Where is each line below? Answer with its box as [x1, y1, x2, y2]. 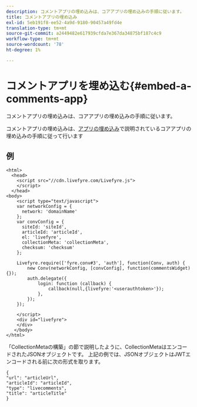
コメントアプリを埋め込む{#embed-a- [6, 79, 192, 92]
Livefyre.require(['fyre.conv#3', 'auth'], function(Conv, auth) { [16, 260, 185, 266]
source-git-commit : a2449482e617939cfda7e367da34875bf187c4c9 [6, 31, 162, 37]
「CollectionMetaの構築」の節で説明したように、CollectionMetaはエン [6, 343, 178, 350]
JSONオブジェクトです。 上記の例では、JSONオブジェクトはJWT [26, 350, 186, 358]
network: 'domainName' [21, 209, 78, 214]
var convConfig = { [16, 219, 65, 224]
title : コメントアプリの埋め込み [6, 14, 78, 20]
